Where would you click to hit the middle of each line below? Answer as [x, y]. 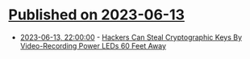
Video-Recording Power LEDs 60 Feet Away [93, 45]
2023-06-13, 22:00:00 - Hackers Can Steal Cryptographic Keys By [131, 37]
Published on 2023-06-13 [97, 15]
